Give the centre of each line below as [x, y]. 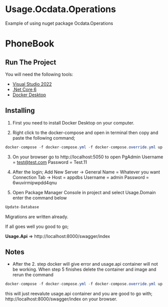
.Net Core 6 [24, 89]
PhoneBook [30, 44]
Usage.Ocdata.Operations [61, 9]
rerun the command [33, 275]
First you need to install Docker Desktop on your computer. [73, 122]
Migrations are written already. [37, 217]
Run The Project [31, 62]
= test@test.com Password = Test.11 [50, 162]
